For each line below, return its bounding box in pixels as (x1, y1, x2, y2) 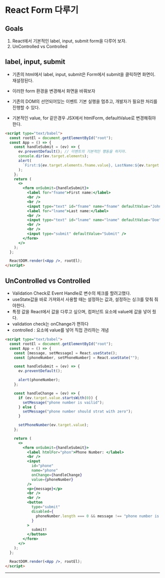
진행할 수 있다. (12, 104, 40, 110)
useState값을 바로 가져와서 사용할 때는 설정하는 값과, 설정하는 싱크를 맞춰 (12, 297, 153, 302)
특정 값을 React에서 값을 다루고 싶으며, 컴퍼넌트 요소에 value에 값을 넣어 (12, 309, 151, 314)
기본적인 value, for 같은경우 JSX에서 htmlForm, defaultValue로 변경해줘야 (12, 115, 156, 121)
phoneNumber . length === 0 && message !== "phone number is (36, 514, 160, 519)
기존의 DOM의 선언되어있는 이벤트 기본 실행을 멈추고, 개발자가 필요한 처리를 (12, 98, 158, 104)
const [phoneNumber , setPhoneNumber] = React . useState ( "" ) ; (14, 355, 139, 360)
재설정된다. (12, 77, 34, 83)
